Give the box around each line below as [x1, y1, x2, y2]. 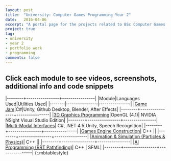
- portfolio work [5, 45, 42, 51]
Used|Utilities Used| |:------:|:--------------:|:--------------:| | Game [5, 101, 148, 107]
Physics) [5, 139, 24, 145]
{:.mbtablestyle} [35, 150, 69, 156]
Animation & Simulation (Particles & [91, 133, 166, 140]
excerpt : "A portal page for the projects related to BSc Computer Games [5, 21, 166, 27]
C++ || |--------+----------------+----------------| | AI [26, 139, 139, 145]
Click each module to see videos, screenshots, [5, 74, 157, 82]
